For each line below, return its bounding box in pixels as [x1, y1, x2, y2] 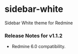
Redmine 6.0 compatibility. [11, 44, 66, 50]
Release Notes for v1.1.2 [4, 32, 63, 39]
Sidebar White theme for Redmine [4, 20, 73, 26]
